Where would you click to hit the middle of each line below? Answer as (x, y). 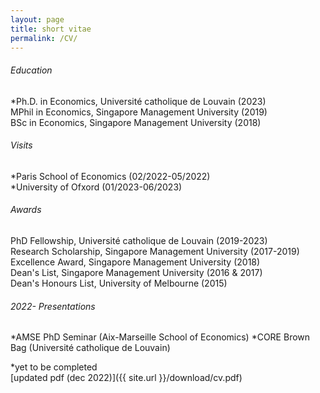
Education (31, 70)
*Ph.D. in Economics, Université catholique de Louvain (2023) (138, 101)
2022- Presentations (53, 306)
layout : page (37, 19)
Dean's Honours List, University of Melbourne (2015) (119, 283)
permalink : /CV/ (44, 38)
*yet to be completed (54, 367)
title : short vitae (51, 29)
